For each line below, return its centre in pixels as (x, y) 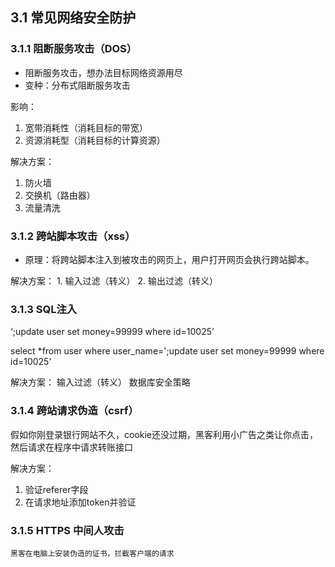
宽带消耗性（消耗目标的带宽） (86, 127)
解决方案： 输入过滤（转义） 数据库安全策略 (100, 382)
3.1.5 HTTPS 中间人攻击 (67, 530)
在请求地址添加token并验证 (80, 502)
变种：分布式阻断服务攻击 (77, 85)
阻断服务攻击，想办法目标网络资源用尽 (103, 72)
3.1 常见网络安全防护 (73, 18)
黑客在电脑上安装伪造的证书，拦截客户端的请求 (92, 553)
